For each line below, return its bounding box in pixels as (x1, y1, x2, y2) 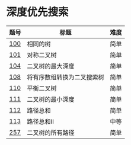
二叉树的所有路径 (27, 128, 75, 137)
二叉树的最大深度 (27, 62, 75, 70)
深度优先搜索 (6, 5, 69, 19)
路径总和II (27, 117, 55, 125)
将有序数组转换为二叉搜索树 (27, 73, 105, 81)
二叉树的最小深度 (27, 95, 75, 104)
